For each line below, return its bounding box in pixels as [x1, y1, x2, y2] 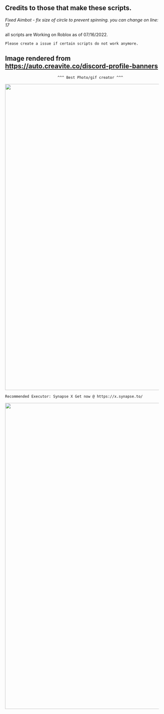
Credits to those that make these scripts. [5, 4, 132, 12]
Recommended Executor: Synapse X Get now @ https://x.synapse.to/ [5, 394, 143, 399]
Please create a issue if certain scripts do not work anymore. [5, 41, 139, 46]
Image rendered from [5, 54, 71, 63]
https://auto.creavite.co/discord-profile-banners [5, 62, 158, 71]
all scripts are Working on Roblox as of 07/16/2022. [5, 31, 108, 37]
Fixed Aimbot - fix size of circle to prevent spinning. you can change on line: [5, 17, 159, 23]
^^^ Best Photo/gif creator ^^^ [57, 75, 123, 80]
